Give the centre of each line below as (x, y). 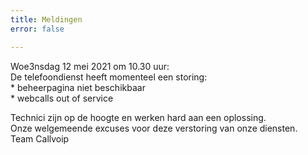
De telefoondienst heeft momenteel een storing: (109, 77)
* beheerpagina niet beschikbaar (78, 87)
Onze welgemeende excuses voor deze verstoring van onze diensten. (154, 128)
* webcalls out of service (62, 98)
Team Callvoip (40, 138)
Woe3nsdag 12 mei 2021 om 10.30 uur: (90, 66)
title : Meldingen (46, 19)
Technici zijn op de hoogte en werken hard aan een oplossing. (138, 117)
